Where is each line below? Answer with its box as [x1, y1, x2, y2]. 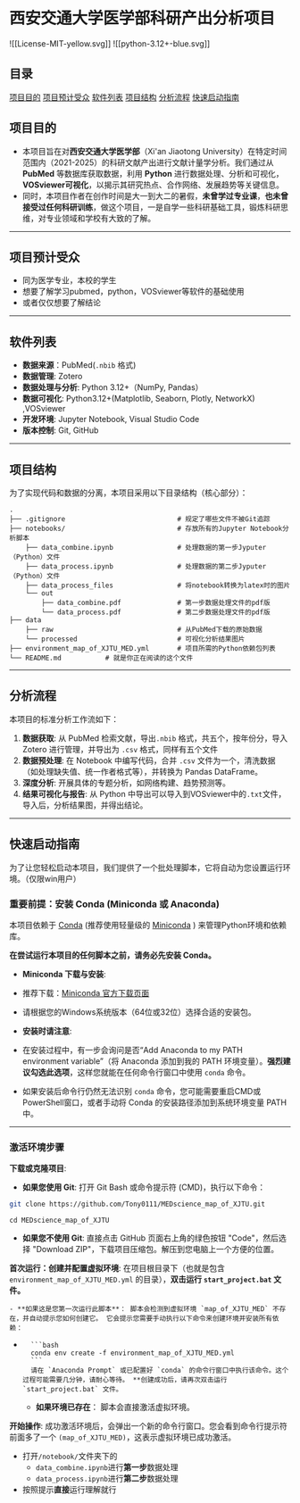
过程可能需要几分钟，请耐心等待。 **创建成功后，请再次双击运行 [21, 1375, 228, 1384]
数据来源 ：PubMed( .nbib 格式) [21, 360, 137, 370]
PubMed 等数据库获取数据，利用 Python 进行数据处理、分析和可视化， [21, 168, 284, 179]
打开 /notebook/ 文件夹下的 [21, 1451, 118, 1462]
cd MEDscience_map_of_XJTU [9, 1216, 110, 1225]
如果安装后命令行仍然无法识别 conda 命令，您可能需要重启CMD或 [21, 1085, 262, 1096]
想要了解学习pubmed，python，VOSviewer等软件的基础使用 [21, 286, 245, 297]
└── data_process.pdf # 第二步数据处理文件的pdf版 [41, 608, 271, 617]
